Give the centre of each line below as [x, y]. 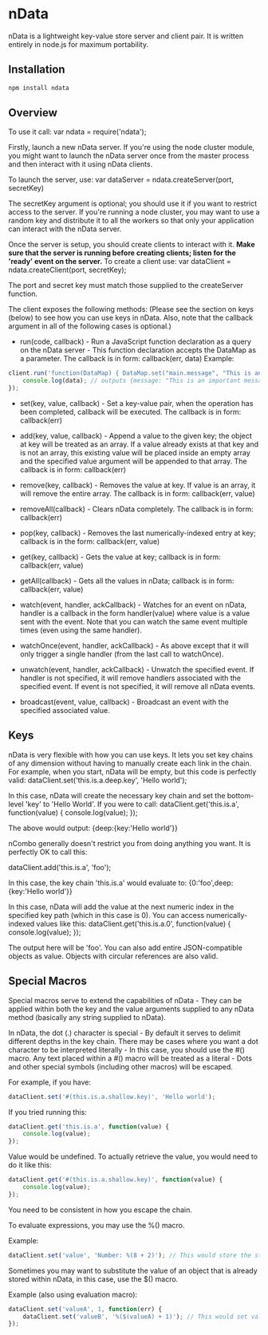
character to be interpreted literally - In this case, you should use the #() [127, 1049]
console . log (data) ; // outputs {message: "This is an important [132, 381]
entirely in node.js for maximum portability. [79, 44]
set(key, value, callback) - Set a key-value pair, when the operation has [136, 404]
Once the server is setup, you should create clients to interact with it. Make [132, 245]
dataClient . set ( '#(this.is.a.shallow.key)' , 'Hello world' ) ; [112, 1097]
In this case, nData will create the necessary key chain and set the [117, 795]
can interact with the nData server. [65, 229]
